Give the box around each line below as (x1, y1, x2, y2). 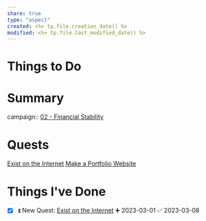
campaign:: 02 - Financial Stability (7, 113, 104, 121)
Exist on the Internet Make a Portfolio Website (7, 159, 137, 168)
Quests (7, 137, 49, 152)
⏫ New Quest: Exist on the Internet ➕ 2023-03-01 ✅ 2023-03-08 (16, 207, 200, 215)
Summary (7, 90, 64, 106)
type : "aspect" (7, 16, 51, 23)
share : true (7, 10, 41, 17)
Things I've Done (7, 183, 106, 199)
